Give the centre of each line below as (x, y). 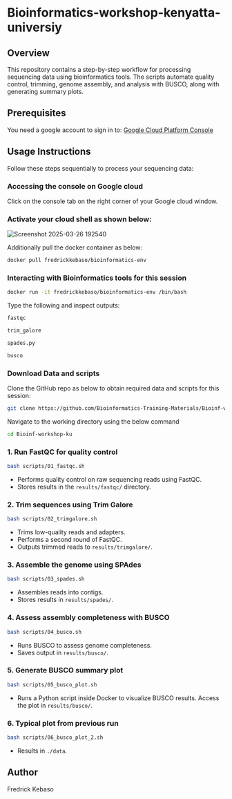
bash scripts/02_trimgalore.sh (52, 519)
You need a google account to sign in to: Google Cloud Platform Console (110, 130)
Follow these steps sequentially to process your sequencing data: (100, 168)
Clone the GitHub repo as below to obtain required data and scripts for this (113, 388)
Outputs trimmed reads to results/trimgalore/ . (85, 547)
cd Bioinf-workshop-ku (40, 434)
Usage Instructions (49, 152)
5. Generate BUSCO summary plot (65, 670)
